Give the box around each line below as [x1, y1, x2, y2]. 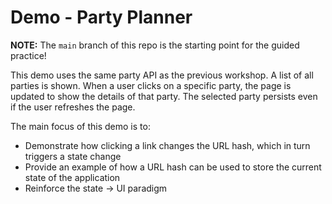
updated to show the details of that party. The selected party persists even [10, 90, 318, 102]
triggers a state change [24, 150, 122, 162]
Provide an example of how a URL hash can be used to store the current [24, 161, 322, 173]
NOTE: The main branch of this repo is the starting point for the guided [10, 39, 300, 51]
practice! [10, 49, 47, 61]
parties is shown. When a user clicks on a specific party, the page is [10, 79, 292, 91]
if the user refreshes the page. [10, 101, 136, 113]
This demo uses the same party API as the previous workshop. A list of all [10, 69, 314, 81]
